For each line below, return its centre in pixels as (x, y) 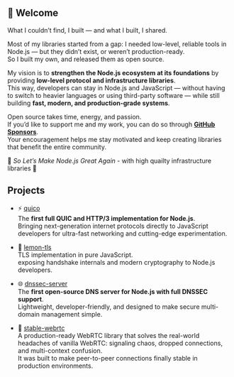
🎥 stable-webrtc (41, 328)
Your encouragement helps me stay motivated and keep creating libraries (115, 139)
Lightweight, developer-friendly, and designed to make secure (108, 307)
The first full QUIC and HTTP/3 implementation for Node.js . (106, 218)
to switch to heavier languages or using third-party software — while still (113, 95)
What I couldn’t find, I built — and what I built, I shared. (88, 30)
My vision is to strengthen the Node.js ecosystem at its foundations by (113, 72)
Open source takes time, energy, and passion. (74, 116)
